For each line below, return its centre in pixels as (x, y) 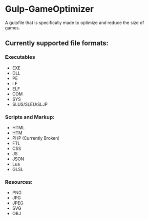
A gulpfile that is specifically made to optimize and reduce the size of (74, 23)
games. (13, 27)
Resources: (19, 182)
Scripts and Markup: (30, 117)
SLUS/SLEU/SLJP (30, 104)
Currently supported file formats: (57, 43)
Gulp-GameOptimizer (50, 9)
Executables (20, 57)
